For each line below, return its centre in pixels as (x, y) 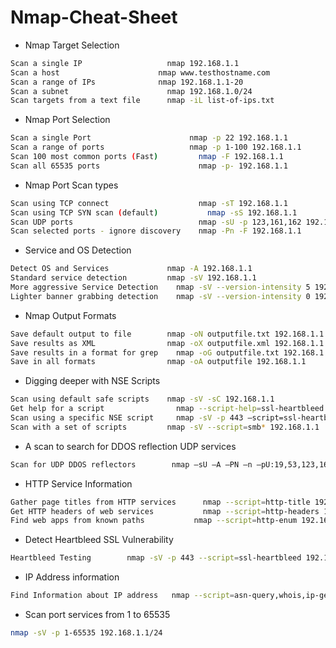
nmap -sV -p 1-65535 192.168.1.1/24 (86, 633)
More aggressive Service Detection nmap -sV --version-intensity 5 (160, 287)
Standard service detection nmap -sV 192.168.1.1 (133, 278)
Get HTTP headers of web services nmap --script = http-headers (165, 511)
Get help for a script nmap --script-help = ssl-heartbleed (167, 409)
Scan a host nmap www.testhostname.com (140, 72)
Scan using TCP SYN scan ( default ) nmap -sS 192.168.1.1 (154, 212)
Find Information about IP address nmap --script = (122, 596)
